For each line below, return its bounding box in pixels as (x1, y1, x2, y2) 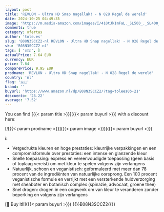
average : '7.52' (5, 98, 38, 103)
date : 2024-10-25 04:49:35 (5, 16, 60, 21)
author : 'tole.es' (5, 35, 42, 39)
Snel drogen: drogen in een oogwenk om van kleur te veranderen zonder (12, 187, 159, 193)
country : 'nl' (5, 75, 34, 80)
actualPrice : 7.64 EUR (5, 52, 51, 58)
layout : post (5, 7, 32, 12)
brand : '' (5, 84, 25, 89)
